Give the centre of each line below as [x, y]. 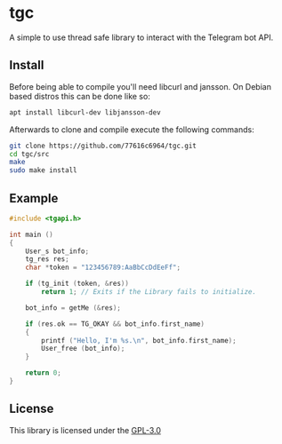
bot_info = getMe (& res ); [73, 308]
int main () [31, 234]
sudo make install [43, 170]
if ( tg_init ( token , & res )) [77, 284]
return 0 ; [44, 373]
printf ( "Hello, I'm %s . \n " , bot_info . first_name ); [139, 340]
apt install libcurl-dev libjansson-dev [85, 112]
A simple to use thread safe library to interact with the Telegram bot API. [141, 37]
